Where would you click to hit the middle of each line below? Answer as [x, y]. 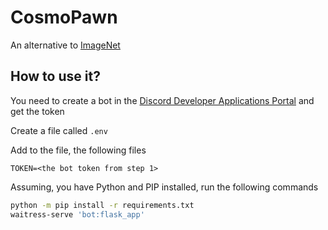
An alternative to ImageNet [65, 45]
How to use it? [55, 76]
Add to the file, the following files [78, 150]
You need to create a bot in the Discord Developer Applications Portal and [162, 100]
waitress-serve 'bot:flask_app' [77, 214]
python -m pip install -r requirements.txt [102, 205]
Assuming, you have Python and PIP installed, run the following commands [164, 187]
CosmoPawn [64, 17]
